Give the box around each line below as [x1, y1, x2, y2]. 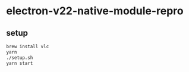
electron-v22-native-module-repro [6, 4, 184, 18]
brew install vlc [6, 43, 49, 49]
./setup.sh [6, 55, 33, 61]
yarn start [6, 60, 33, 66]
